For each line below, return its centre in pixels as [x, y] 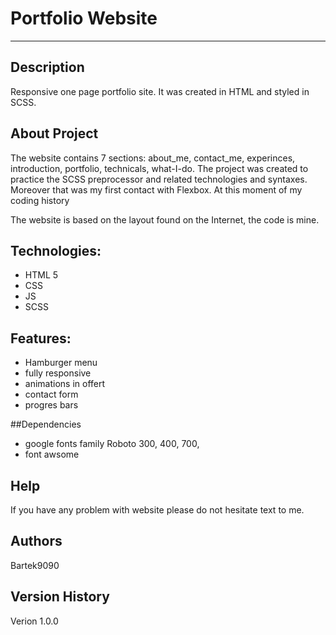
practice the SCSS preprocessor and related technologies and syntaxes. [159, 179]
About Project [54, 133]
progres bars [51, 405]
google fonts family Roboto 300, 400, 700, [112, 444]
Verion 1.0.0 [34, 621]
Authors [36, 541]
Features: [41, 338]
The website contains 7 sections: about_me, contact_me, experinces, [153, 158]
